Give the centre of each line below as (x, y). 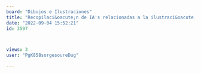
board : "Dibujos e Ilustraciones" (49, 12)
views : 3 (17, 50)
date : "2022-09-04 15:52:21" (42, 23)
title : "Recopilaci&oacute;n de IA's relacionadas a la (77, 17)
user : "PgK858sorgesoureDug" (42, 55)
